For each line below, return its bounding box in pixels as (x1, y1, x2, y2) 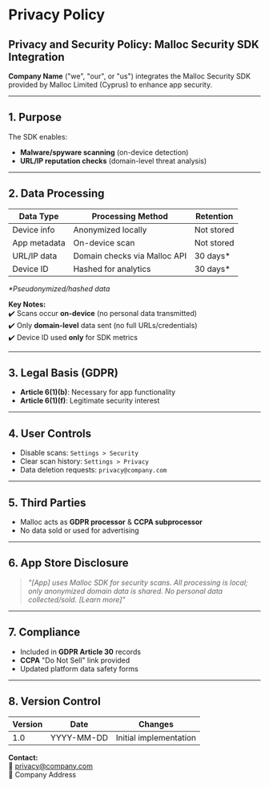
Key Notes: (8, 299, 46, 309)
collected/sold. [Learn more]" (27, 594, 126, 604)
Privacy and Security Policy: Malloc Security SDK (8, 38, 259, 51)
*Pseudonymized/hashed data (8, 283, 110, 294)
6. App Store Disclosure (8, 556, 130, 570)
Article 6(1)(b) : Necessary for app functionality (19, 387, 176, 397)
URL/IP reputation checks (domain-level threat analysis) (19, 156, 207, 165)
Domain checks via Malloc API (73, 250, 187, 262)
